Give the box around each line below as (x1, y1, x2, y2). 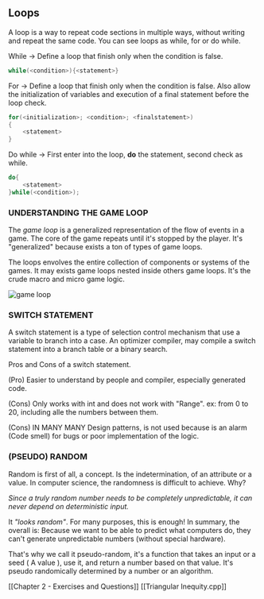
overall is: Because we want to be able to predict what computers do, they (8, 525, 251, 535)
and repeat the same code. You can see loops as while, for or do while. (8, 36, 241, 45)
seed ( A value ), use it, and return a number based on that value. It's (8, 558, 234, 567)
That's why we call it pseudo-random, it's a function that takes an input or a (8, 549, 256, 558)
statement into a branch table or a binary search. (8, 345, 169, 354)
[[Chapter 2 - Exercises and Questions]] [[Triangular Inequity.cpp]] (8, 582, 227, 591)
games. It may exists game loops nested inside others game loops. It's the (8, 266, 251, 276)
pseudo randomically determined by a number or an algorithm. (8, 566, 213, 575)
